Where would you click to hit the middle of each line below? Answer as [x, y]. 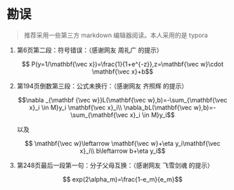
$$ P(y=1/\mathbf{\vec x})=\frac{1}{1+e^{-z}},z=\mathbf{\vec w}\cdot [123, 64]
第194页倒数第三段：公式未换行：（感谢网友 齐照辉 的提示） [102, 86]
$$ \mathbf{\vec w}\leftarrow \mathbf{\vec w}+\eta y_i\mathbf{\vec [123, 143]
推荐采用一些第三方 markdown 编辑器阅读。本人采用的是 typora [116, 35]
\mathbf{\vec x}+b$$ [123, 72]
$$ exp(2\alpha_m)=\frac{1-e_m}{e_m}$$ [123, 179]
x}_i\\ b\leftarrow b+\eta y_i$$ [123, 151]
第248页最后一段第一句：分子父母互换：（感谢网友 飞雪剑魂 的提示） [115, 165]
